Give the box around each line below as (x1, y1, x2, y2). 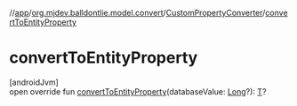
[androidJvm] (9, 77, 60, 87)
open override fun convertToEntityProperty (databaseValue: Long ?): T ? (9, 86, 267, 96)
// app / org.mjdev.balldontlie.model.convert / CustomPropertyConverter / (9, 8, 266, 18)
